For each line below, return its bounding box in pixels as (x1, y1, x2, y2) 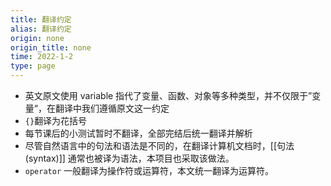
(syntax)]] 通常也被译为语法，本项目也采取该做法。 (24, 152, 235, 164)
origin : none (10, 33, 65, 43)
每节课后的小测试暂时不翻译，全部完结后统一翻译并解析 (24, 127, 253, 139)
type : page (10, 61, 56, 71)
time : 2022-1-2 (10, 52, 74, 62)
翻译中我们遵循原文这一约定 (54, 102, 170, 114)
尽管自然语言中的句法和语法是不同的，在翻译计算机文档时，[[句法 (24, 140, 295, 151)
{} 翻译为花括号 (24, 115, 88, 126)
